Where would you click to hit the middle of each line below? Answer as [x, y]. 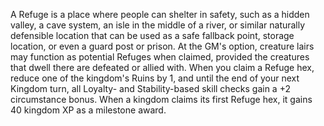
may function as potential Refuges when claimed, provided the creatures [160, 57]
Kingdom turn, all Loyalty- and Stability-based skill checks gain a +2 [150, 88]
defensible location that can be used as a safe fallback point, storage [152, 35]
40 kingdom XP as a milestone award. [88, 110]
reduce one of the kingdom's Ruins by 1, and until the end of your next [155, 78]
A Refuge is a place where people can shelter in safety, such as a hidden [160, 14]
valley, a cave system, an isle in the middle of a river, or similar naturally [158, 25]
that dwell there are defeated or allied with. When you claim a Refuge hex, [162, 67]
